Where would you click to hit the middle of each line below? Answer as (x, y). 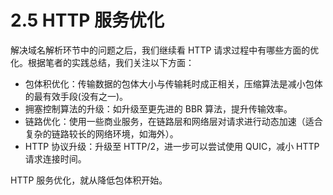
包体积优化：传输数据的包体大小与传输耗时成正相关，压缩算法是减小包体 (173, 83)
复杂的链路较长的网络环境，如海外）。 (101, 133)
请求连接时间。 (55, 158)
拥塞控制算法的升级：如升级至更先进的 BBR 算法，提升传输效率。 (158, 108)
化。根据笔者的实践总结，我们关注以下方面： (102, 62)
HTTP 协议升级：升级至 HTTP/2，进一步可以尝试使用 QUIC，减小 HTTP (172, 146)
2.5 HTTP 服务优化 (87, 20)
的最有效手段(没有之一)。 (76, 96)
